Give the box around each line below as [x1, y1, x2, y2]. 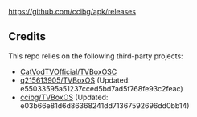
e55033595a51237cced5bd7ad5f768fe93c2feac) [19, 83, 183, 93]
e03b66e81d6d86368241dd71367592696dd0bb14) [19, 100, 190, 111]
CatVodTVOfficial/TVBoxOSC [19, 67, 117, 76]
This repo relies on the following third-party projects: [8, 51, 183, 61]
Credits [8, 30, 47, 43]
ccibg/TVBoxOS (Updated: [19, 92, 109, 102]
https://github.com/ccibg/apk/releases [8, 7, 137, 16]
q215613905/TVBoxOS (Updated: [19, 75, 130, 85]
